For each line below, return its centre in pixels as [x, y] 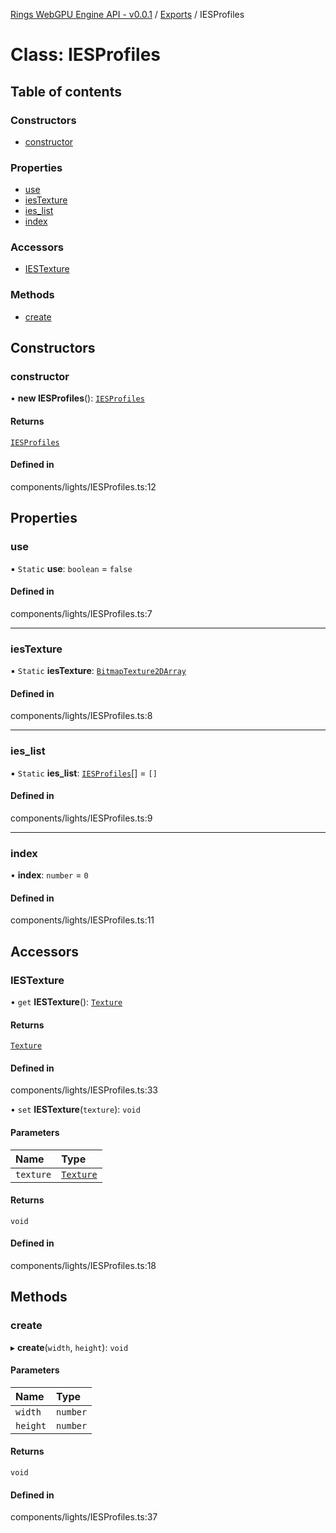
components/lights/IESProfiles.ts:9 [81, 818]
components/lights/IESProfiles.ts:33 [84, 1090]
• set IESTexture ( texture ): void [75, 1110]
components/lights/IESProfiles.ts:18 [83, 1265]
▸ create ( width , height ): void [69, 1347]
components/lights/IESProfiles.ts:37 [84, 1517]
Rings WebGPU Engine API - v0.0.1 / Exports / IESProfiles [127, 14]
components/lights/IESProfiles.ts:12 [83, 486]
